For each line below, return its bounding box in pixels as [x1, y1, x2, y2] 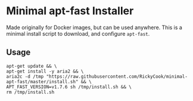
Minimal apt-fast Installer [6, 4, 134, 18]
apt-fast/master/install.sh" [6, 78, 79, 84]
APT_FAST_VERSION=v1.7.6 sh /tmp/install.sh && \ [6, 84, 132, 90]
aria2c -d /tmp [6, 73, 44, 80]
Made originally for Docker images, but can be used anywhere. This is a [6, 24, 183, 31]
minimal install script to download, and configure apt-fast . [6, 30, 150, 37]
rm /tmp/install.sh [6, 89, 55, 95]
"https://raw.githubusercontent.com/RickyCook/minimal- [46, 73, 188, 80]
